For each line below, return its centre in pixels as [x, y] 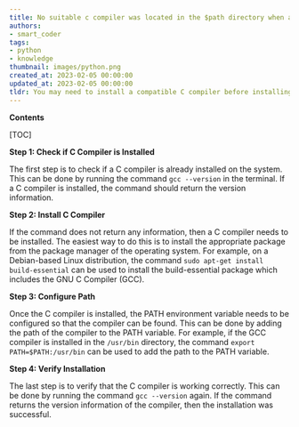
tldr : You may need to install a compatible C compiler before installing [151, 92]
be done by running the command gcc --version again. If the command [141, 395]
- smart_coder [36, 34]
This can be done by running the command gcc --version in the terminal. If [147, 178]
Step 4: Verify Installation [57, 368]
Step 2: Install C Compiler [57, 214]
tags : [19, 42]
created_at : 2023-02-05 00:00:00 [71, 76]
